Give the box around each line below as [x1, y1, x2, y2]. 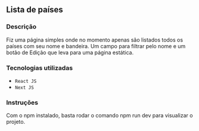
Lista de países [6, 5, 64, 15]
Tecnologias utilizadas [6, 64, 73, 72]
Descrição [6, 23, 37, 31]
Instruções [6, 98, 39, 107]
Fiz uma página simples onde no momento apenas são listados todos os [6, 36, 184, 43]
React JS [14, 78, 37, 84]
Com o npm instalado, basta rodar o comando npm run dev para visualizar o [6, 112, 193, 119]
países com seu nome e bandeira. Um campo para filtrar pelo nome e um [6, 42, 186, 49]
